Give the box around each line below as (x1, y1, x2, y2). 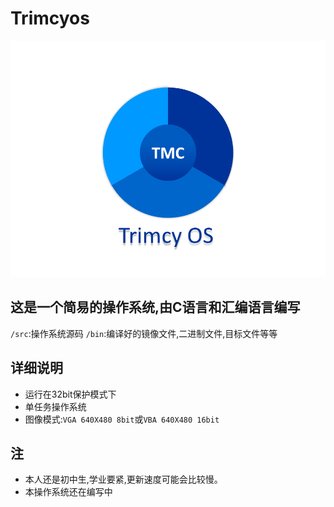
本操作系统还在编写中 (24, 486, 113, 498)
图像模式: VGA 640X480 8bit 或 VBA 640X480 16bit (24, 413, 220, 425)
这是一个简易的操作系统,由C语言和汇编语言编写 (10, 299, 301, 316)
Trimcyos (10, 7, 90, 30)
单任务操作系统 (24, 400, 87, 412)
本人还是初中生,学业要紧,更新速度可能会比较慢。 (24, 473, 223, 486)
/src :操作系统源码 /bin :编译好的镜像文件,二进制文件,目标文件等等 (10, 327, 278, 339)
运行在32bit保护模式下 (24, 388, 117, 400)
